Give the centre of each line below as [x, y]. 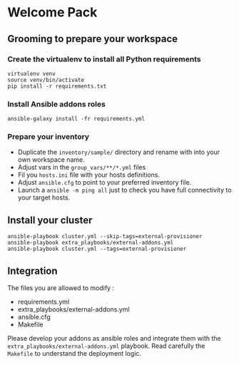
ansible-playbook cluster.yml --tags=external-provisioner [97, 249]
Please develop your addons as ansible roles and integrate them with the [114, 339]
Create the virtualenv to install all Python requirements [104, 59]
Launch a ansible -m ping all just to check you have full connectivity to [124, 190]
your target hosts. [44, 197]
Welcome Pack [52, 12]
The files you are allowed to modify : [61, 288]
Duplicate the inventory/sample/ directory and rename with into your [118, 152]
